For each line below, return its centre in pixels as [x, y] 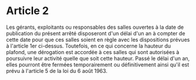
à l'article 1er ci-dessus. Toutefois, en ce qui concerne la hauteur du [89, 46]
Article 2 [27, 11]
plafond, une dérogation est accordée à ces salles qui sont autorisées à [93, 52]
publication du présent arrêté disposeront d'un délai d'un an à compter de [96, 33]
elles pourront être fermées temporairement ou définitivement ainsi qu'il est [98, 64]
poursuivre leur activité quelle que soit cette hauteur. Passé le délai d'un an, [98, 58]
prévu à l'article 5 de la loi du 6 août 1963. [57, 71]
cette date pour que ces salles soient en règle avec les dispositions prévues [98, 39]
